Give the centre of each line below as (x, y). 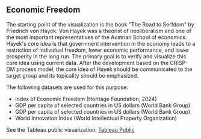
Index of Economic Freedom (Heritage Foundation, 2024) (86, 99)
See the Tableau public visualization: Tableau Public (71, 129)
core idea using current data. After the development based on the (88, 63)
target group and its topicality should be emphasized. (72, 75)
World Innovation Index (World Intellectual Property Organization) (96, 118)
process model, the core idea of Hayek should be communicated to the (104, 69)
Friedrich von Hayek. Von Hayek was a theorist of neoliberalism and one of (99, 31)
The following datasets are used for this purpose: (67, 87)
